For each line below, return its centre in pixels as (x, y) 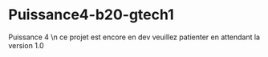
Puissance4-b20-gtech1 (91, 15)
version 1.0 (26, 45)
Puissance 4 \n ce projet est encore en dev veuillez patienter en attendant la (134, 37)
